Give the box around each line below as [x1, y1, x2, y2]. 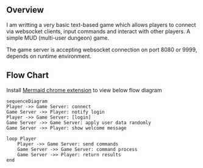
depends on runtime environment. [6, 52, 91, 60]
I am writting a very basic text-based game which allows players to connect [6, 21, 196, 28]
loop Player [6, 136, 37, 142]
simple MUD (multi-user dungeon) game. [6, 34, 110, 42]
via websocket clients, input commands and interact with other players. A [6, 27, 191, 35]
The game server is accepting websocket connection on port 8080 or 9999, [6, 46, 198, 53]
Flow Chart [6, 70, 49, 81]
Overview [6, 5, 45, 15]
